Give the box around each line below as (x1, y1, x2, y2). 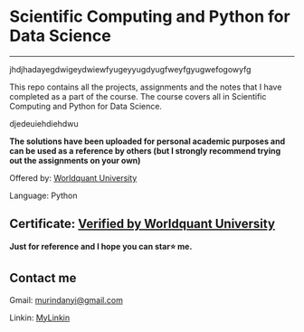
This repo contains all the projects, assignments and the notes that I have (9, 81, 282, 92)
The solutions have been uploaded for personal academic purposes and (9, 136, 286, 147)
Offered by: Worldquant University (9, 172, 138, 183)
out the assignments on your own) (9, 155, 141, 166)
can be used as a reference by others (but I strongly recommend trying (9, 145, 281, 156)
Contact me (9, 270, 77, 286)
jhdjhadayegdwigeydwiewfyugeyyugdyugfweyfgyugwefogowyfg (9, 63, 252, 74)
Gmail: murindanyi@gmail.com (9, 294, 124, 305)
